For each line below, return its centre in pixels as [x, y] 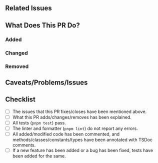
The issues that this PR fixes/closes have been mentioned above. [79, 111]
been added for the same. [39, 156]
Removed [17, 66]
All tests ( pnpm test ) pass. [39, 122]
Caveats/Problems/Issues [46, 82]
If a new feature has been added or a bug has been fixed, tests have [83, 150]
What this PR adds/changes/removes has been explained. [72, 117]
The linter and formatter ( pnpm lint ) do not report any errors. [75, 128]
